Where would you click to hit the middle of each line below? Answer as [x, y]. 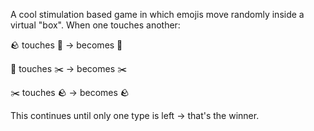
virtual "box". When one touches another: [95, 25]
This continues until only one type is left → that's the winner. [135, 115]
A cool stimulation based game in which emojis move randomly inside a [157, 14]
